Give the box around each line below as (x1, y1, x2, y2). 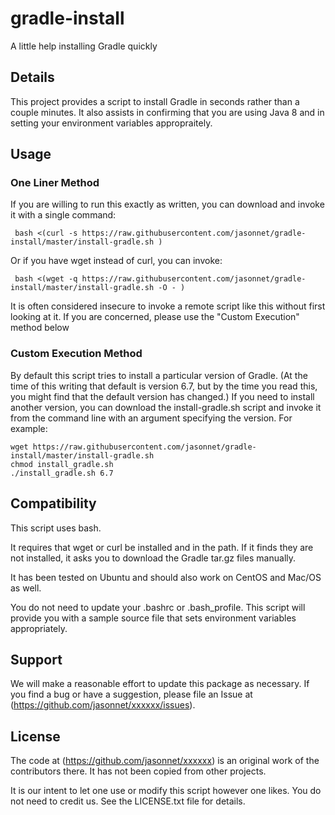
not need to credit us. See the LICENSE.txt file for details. (10, 795, 246, 807)
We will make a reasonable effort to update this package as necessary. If (10, 678, 310, 690)
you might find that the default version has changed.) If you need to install (10, 390, 315, 402)
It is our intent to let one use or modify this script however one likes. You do (10, 785, 322, 797)
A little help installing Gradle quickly (10, 40, 158, 52)
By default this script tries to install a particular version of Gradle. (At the (10, 369, 308, 381)
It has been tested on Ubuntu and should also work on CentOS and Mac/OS (10, 571, 322, 583)
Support (10, 651, 63, 668)
